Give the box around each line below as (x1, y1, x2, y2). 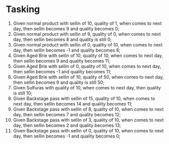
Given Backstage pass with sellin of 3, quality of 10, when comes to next (13, 117, 164, 123)
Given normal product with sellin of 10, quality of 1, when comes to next (13, 20, 162, 26)
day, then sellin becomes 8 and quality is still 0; (13, 36, 112, 42)
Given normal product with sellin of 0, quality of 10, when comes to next (13, 41, 163, 47)
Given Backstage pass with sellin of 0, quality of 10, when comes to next (13, 127, 164, 133)
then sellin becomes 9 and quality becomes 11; (13, 58, 110, 64)
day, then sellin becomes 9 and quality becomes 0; (13, 25, 119, 31)
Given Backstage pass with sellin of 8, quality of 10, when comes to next (13, 106, 164, 112)
